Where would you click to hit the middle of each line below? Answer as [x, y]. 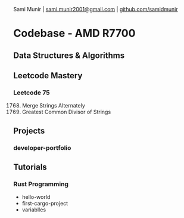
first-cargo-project [45, 204]
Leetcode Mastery [48, 76]
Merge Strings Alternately [54, 106]
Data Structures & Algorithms [69, 55]
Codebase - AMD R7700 [74, 33]
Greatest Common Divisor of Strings [66, 112]
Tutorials [30, 167]
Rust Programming [41, 184]
